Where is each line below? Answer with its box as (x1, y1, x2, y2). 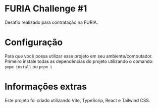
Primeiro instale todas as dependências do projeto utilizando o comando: (4, 58, 154, 64)
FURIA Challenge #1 (4, 3, 87, 14)
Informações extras (4, 81, 87, 92)
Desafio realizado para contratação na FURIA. (4, 19, 98, 25)
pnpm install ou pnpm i (4, 63, 53, 69)
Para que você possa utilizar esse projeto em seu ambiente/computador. (4, 53, 153, 59)
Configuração (4, 37, 63, 48)
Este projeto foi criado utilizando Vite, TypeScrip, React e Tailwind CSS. (4, 97, 151, 103)
